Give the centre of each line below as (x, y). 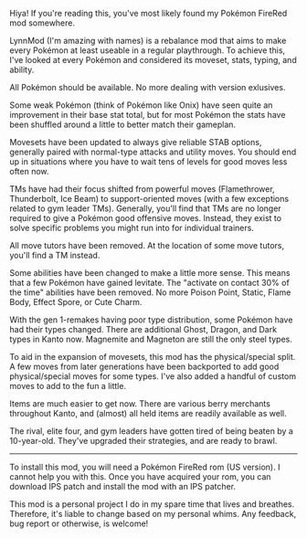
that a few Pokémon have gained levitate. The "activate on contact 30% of (149, 283)
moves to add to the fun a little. (68, 386)
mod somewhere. (42, 23)
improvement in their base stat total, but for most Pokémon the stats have (148, 115)
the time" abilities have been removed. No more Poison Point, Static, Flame (150, 292)
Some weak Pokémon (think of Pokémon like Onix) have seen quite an (141, 105)
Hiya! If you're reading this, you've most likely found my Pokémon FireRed (148, 13)
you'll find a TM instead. (55, 255)
